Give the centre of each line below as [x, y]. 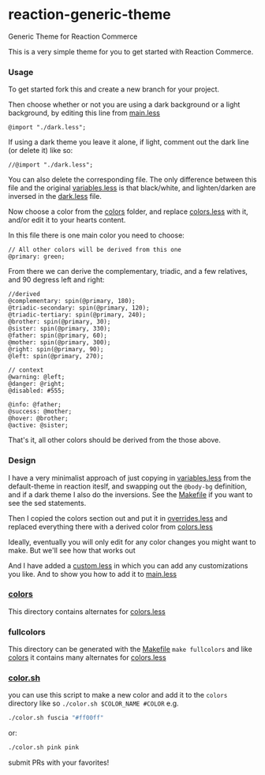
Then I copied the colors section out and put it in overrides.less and [118, 518]
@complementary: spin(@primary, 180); [72, 301]
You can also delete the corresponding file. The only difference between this [132, 180]
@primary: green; [37, 257]
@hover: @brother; [38, 419]
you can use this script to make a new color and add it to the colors [118, 695]
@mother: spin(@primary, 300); [60, 343]
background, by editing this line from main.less [84, 113]
